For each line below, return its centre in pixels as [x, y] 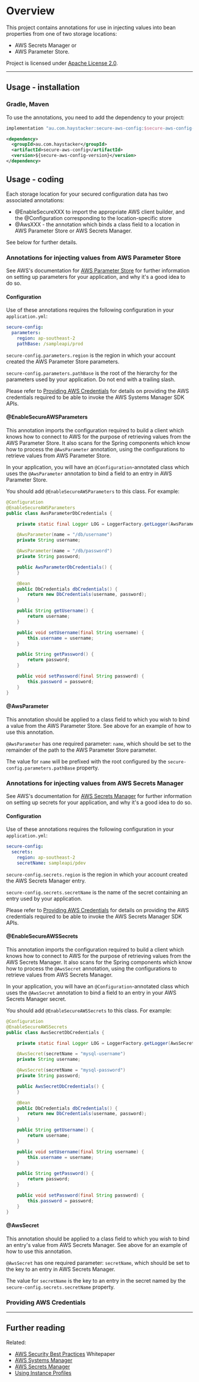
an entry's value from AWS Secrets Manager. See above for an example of [97, 1245]
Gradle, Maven [28, 104]
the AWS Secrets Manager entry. [46, 881]
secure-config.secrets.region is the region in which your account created [97, 874]
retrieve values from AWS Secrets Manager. [60, 975]
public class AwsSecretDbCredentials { [55, 1032]
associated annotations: [35, 200]
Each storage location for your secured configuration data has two [87, 194]
